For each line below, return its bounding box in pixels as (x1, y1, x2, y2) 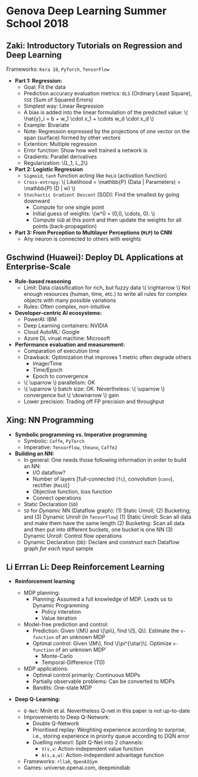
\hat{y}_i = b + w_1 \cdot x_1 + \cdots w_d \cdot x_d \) (23, 115, 155, 122)
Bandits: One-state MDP (32, 684, 92, 691)
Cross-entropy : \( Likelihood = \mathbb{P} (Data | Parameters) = (23, 179, 181, 185)
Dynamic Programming (32, 602, 89, 609)
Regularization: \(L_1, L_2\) (23, 160, 88, 166)
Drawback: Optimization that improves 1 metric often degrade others (23, 353, 191, 361)
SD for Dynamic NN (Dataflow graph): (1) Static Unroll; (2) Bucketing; (23, 507, 191, 514)
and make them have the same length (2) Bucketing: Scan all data (23, 519, 185, 526)
